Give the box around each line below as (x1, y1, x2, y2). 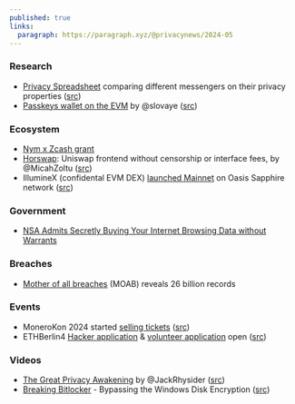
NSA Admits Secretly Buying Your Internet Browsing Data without (22, 225, 267, 236)
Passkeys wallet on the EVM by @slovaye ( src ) (22, 100, 198, 111)
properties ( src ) (22, 90, 82, 101)
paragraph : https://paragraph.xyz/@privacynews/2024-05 (17, 30, 233, 39)
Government (9, 204, 66, 217)
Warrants (22, 235, 57, 246)
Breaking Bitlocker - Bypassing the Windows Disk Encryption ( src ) (22, 384, 270, 395)
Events (9, 301, 41, 313)
